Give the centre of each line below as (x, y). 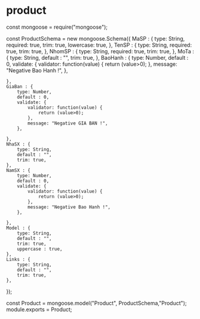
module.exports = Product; (39, 309)
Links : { (19, 259)
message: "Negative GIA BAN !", (68, 123)
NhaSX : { (19, 144)
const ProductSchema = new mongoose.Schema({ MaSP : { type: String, (96, 38)
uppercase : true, (40, 249)
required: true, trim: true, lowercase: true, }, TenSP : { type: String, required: (99, 45)
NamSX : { (19, 170)
